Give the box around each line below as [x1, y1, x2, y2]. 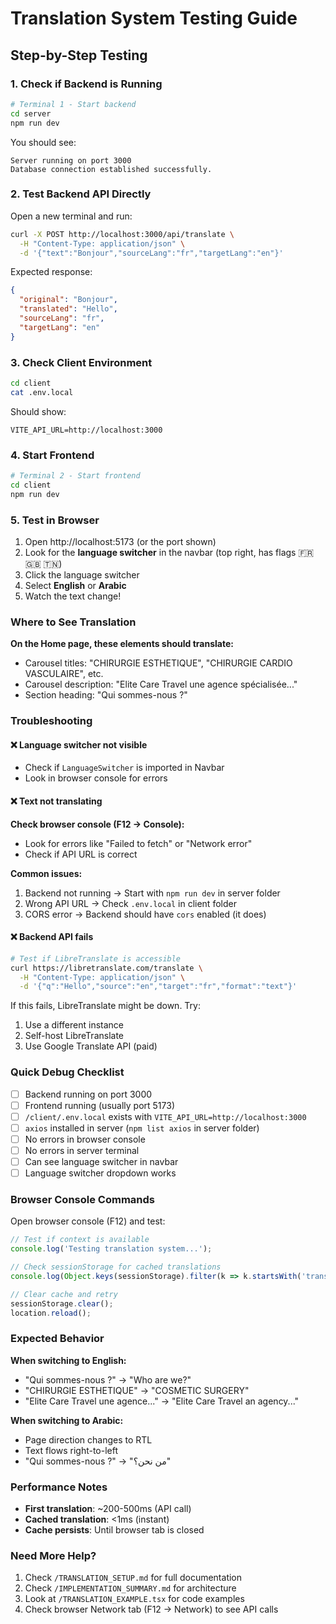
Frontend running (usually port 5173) [24, 1099, 175, 1111]
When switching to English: [10, 1354, 127, 1366]
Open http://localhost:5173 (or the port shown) [24, 535, 217, 547]
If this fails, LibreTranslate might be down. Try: [10, 1000, 201, 1012]
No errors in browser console [24, 1133, 146, 1145]
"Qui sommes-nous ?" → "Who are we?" [24, 1373, 192, 1386]
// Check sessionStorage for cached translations [10, 1262, 222, 1272]
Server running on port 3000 [10, 155, 132, 166]
